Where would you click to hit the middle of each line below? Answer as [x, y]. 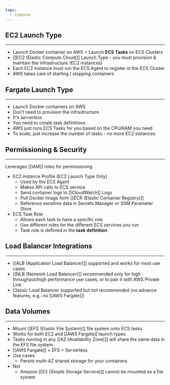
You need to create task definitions [49, 123]
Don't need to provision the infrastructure [56, 112]
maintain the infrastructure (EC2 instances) [57, 63]
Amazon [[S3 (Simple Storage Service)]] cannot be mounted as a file [92, 371]
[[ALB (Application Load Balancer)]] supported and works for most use [86, 263]
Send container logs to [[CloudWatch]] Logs [66, 192]
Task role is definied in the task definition [64, 230]
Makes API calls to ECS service [53, 187]
